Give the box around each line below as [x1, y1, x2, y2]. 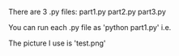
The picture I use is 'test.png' [8, 38, 106, 48]
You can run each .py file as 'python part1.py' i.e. [8, 23, 172, 32]
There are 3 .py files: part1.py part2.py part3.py [8, 7, 166, 16]
